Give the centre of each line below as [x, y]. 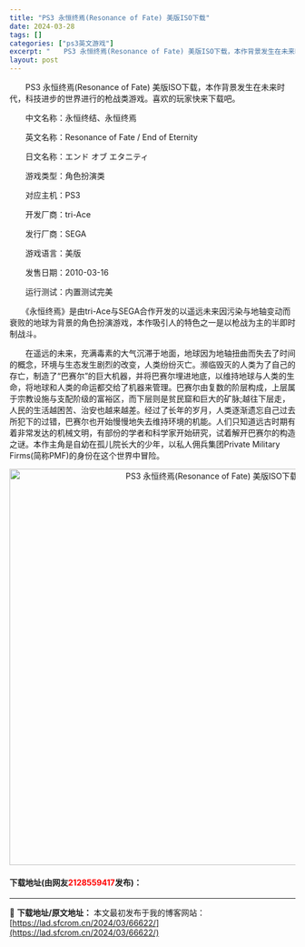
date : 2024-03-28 [42, 26]
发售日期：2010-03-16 [67, 272]
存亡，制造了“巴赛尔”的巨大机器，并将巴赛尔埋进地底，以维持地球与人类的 [148, 376]
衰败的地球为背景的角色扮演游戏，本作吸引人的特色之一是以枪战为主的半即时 [152, 322]
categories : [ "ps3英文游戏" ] [62, 43]
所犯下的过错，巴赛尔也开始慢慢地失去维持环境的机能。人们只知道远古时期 [148, 421]
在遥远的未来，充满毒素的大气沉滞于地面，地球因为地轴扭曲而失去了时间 [160, 353]
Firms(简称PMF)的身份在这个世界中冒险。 [87, 455]
